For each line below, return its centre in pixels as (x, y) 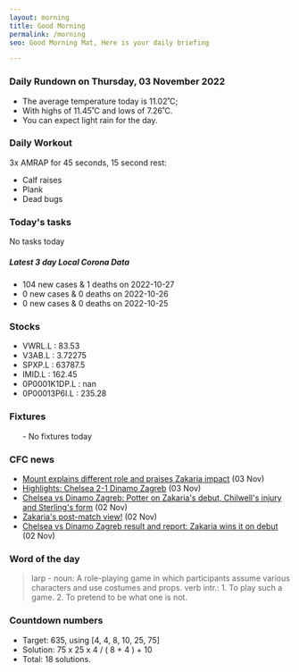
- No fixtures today (57, 436)
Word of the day (45, 559)
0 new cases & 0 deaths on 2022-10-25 (95, 304)
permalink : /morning (48, 34)
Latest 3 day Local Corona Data (70, 262)
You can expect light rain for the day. (90, 120)
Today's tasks (40, 222)
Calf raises (42, 180)
